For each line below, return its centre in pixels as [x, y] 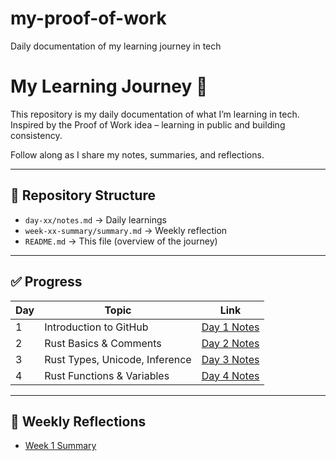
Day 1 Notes [230, 327]
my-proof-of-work [88, 18]
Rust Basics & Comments [103, 343]
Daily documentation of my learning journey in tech [116, 46]
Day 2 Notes [230, 343]
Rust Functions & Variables [107, 375]
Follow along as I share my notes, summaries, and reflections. [137, 154]
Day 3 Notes [230, 359]
